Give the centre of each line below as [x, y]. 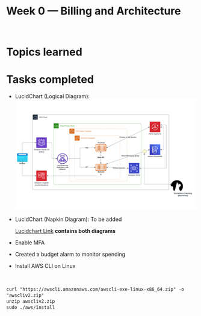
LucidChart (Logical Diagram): [52, 96]
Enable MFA [30, 243]
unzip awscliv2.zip [31, 301]
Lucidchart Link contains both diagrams [65, 231]
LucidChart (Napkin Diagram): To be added [68, 219]
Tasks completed [50, 80]
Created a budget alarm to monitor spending [70, 254]
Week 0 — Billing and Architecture [94, 11]
